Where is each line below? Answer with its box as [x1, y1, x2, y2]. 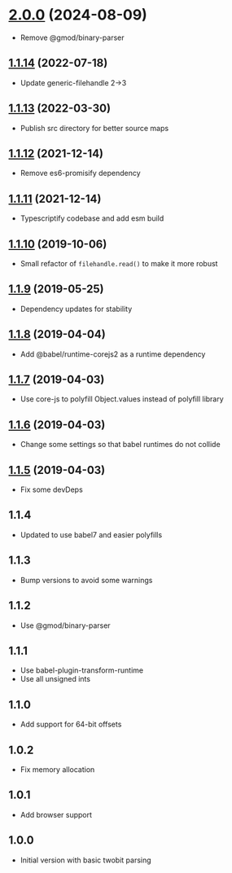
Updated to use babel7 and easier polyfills [20, 529, 163, 539]
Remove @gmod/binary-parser [20, 33, 125, 42]
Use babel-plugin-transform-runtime [20, 665, 144, 675]
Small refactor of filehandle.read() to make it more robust [20, 259, 218, 268]
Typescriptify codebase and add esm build [20, 213, 164, 223]
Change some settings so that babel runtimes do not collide [20, 440, 221, 450]
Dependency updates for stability [20, 304, 133, 314]
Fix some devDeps [20, 485, 83, 494]
